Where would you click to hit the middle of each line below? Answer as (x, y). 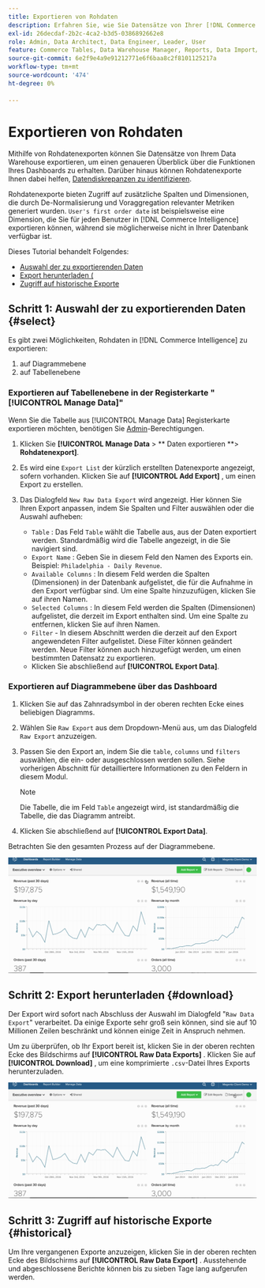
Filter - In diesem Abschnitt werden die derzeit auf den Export (134, 632)
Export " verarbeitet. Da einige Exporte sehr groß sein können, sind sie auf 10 (132, 1023)
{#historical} (40, 1233)
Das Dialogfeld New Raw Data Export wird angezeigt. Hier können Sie (131, 499)
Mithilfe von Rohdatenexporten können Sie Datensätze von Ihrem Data (122, 153)
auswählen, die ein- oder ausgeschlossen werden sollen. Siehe (122, 760)
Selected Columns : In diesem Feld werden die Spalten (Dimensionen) (144, 607)
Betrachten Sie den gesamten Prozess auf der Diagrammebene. (112, 846)
